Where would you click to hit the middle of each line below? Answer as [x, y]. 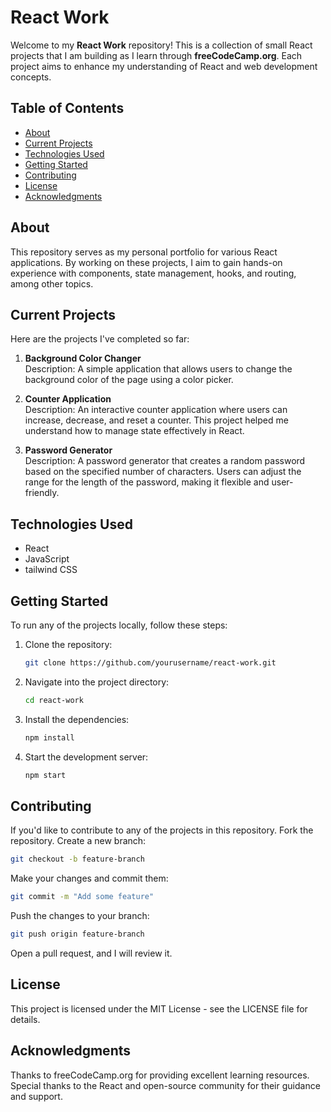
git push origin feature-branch [77, 934]
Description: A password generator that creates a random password [165, 461]
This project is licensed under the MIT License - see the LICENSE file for [159, 1008]
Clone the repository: [68, 644]
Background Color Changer [83, 358]
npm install [49, 737]
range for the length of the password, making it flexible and [147, 482]
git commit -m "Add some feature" [82, 897]
